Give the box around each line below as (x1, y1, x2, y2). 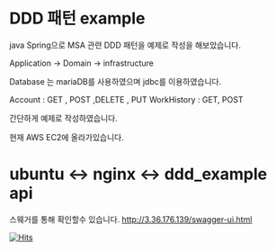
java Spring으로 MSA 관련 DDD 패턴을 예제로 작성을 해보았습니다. (9, 40, 241, 50)
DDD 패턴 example (9, 8, 146, 29)
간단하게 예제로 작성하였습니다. (9, 112, 119, 123)
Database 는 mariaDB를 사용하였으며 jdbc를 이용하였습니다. (9, 76, 222, 86)
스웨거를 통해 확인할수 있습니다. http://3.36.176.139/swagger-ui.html (9, 213, 253, 225)
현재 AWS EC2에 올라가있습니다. (9, 131, 124, 142)
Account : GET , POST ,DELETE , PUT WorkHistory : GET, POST (9, 94, 244, 104)
